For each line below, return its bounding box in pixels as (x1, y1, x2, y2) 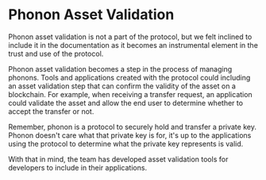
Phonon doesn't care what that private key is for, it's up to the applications (8, 130, 252, 140)
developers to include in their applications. (8, 162, 148, 172)
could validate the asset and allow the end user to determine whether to (8, 98, 244, 108)
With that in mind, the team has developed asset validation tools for (8, 154, 229, 164)
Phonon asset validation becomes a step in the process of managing (8, 64, 233, 73)
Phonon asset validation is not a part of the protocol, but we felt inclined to (8, 32, 253, 41)
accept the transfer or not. (8, 106, 94, 116)
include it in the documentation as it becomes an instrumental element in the (8, 40, 258, 49)
